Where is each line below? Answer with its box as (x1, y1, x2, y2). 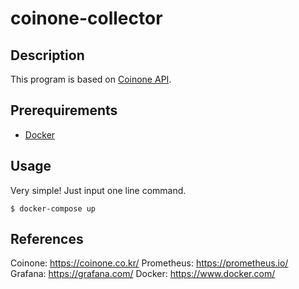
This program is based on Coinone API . (10, 73, 172, 85)
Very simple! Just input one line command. (10, 184, 187, 196)
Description (10, 47, 85, 64)
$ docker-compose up (10, 203, 97, 214)
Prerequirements (10, 102, 118, 119)
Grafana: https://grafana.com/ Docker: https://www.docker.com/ (10, 268, 276, 280)
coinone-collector (10, 7, 163, 30)
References (10, 231, 84, 248)
